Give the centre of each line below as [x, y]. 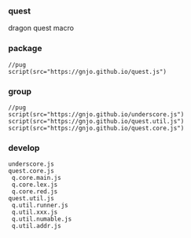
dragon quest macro [41, 28]
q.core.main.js [36, 178]
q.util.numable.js [42, 219]
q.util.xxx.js [35, 212]
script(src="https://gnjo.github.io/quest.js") [88, 71]
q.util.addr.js [36, 226]
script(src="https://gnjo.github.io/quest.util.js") [96, 121]
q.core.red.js [35, 192]
